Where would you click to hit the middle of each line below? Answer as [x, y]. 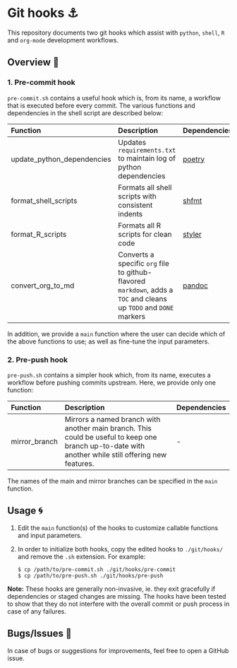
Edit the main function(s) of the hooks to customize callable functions [118, 527]
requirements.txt [147, 150]
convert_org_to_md [43, 286]
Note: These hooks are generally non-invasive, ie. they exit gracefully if [111, 589]
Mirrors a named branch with [113, 419]
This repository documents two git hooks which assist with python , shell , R [116, 33]
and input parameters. [50, 535]
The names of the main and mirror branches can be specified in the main [113, 481]
